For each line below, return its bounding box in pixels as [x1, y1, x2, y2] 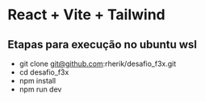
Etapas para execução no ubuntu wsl [7, 38, 197, 51]
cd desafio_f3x [19, 67, 69, 77]
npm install [19, 76, 56, 85]
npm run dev [19, 84, 62, 94]
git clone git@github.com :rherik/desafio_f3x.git [19, 59, 177, 68]
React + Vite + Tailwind [7, 6, 166, 24]
